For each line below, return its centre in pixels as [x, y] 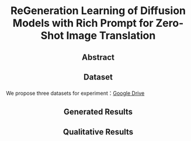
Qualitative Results [98, 132]
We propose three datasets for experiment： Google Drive [75, 93]
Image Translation [111, 36]
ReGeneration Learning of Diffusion [98, 11]
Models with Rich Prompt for [83, 23]
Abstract [98, 57]
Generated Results [98, 112]
